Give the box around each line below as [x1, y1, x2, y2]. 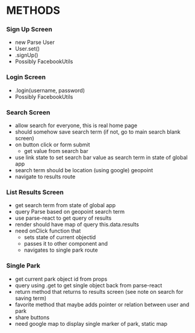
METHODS [6, 4, 60, 17]
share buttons [14, 314, 50, 321]
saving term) [14, 294, 47, 302]
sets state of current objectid [23, 234, 96, 241]
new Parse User [14, 39, 55, 46]
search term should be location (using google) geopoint [14, 167, 153, 174]
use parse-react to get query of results [14, 214, 112, 222]
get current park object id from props [14, 275, 108, 282]
